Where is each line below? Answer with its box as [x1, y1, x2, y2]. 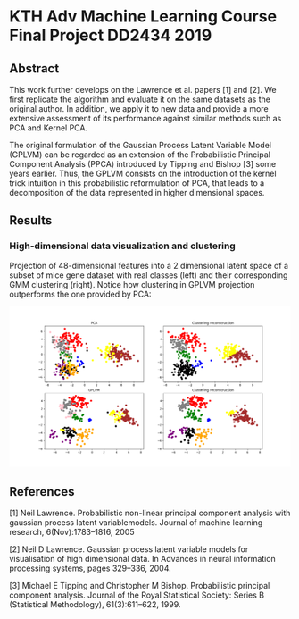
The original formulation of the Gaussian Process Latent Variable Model [9, 140, 272, 150]
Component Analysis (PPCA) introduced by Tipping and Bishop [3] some [9, 159, 277, 169]
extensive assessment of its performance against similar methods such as [9, 113, 282, 123]
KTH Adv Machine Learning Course [9, 6, 278, 27]
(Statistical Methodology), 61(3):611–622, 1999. [9, 599, 181, 610]
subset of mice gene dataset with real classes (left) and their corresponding [9, 270, 288, 280]
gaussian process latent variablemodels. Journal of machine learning [9, 517, 263, 528]
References [9, 484, 75, 499]
